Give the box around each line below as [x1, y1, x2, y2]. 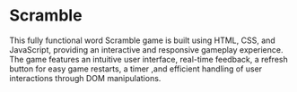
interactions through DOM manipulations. [9, 72, 162, 83]
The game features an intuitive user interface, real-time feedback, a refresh [9, 54, 289, 64]
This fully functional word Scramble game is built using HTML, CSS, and [9, 35, 275, 46]
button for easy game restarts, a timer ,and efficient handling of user [9, 63, 263, 74]
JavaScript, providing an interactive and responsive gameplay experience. [9, 44, 284, 54]
